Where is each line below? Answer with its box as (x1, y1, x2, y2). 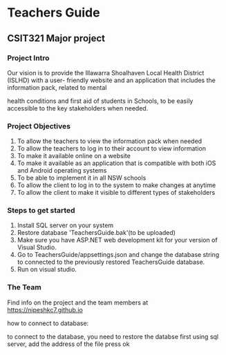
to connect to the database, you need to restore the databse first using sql (7, 332, 219, 340)
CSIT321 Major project (7, 32, 106, 44)
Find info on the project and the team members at (7, 298, 149, 307)
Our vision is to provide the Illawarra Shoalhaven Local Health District (7, 68, 205, 77)
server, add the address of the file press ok (7, 340, 130, 348)
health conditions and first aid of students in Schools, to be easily (7, 97, 194, 105)
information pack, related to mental (7, 83, 107, 91)
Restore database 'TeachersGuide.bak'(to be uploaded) (17, 229, 176, 237)
